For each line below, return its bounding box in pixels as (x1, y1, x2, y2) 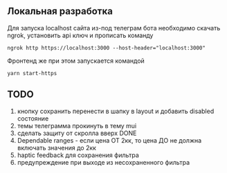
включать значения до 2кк (17, 143, 97, 152)
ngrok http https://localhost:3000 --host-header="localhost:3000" (7, 44, 206, 51)
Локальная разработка (7, 6, 113, 17)
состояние (17, 114, 49, 123)
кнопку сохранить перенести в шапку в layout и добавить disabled (17, 107, 215, 115)
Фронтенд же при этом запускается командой (7, 57, 145, 65)
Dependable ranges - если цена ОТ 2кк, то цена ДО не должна (17, 136, 202, 144)
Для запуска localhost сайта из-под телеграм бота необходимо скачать (7, 23, 221, 32)
